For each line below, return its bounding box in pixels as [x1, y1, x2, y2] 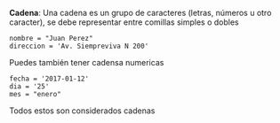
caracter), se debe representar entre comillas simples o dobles [9, 17, 239, 27]
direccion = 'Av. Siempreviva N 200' [9, 42, 149, 50]
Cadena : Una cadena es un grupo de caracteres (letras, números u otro [9, 8, 272, 18]
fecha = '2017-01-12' [9, 74, 90, 83]
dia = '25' [9, 82, 50, 91]
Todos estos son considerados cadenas [9, 105, 156, 116]
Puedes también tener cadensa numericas [9, 58, 164, 67]
